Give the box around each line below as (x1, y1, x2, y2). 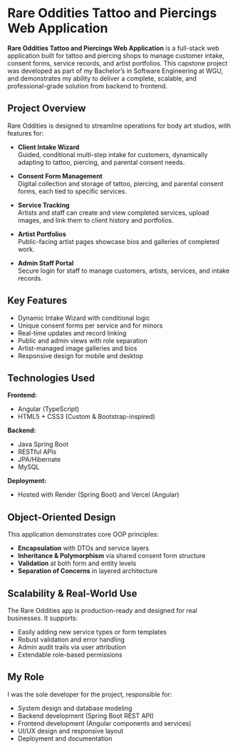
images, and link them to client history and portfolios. (17, 216, 174, 224)
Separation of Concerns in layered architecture (17, 567, 158, 575)
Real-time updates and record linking (17, 328, 127, 337)
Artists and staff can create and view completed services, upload (17, 208, 209, 217)
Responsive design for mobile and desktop (17, 351, 144, 360)
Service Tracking (17, 201, 70, 209)
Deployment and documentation (17, 734, 113, 743)
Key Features (7, 295, 68, 307)
